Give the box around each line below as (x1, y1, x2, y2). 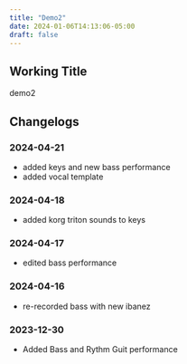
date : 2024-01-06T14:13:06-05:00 (9, 22, 136, 31)
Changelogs (9, 114, 79, 129)
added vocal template (22, 171, 104, 182)
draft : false (9, 30, 59, 39)
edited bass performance (22, 257, 117, 268)
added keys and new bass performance (22, 161, 171, 172)
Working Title (9, 63, 88, 79)
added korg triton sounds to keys (22, 215, 146, 225)
